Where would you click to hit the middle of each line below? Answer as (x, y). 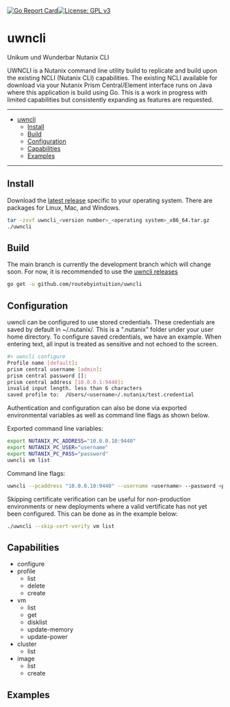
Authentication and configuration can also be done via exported (97, 408)
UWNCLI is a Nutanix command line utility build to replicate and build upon (112, 70)
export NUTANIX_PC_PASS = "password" (58, 454)
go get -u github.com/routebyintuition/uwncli (75, 285)
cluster (27, 644)
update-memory (50, 630)
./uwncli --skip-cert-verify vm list (61, 526)
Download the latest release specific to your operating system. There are (110, 200)
